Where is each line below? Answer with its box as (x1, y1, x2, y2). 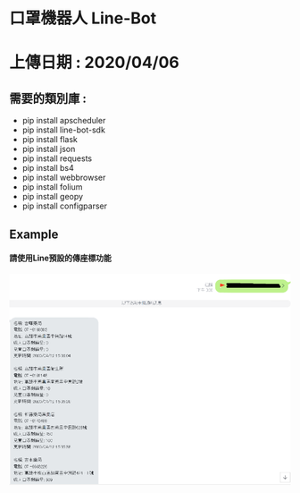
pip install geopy (21, 191, 83, 202)
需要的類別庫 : (9, 90, 87, 106)
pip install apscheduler (21, 115, 106, 126)
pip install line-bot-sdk (21, 124, 105, 135)
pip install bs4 (21, 163, 74, 174)
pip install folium (21, 182, 83, 192)
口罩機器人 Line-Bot (9, 8, 157, 29)
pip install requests (21, 153, 92, 164)
